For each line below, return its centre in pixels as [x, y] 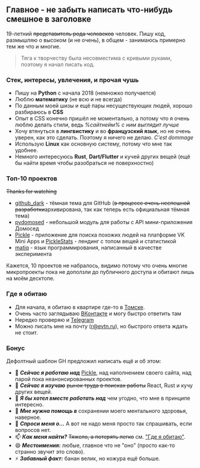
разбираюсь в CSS [39, 112]
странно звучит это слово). [50, 452]
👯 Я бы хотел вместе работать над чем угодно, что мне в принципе [102, 398]
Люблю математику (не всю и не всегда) [68, 99]
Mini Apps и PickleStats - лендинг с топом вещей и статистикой [96, 241]
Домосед [27, 229]
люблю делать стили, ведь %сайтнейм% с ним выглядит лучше [97, 125]
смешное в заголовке [49, 19]
